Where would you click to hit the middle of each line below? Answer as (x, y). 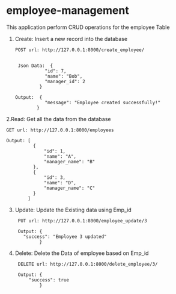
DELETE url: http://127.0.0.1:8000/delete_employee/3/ (88, 264)
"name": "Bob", (64, 76)
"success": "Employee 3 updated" (65, 236)
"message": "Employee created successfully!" (103, 102)
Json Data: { (35, 66)
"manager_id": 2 (65, 81)
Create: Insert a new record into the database (71, 39)
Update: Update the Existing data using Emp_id (73, 210)
